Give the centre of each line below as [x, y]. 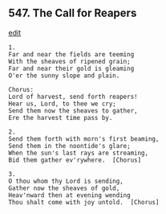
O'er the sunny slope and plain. [64, 76]
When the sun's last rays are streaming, [79, 153]
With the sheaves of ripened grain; [69, 61]
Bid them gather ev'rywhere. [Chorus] [75, 160]
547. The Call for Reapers [73, 13]
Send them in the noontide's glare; [69, 146]
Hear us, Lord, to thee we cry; [62, 104]
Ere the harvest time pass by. [61, 117]
